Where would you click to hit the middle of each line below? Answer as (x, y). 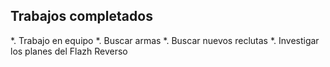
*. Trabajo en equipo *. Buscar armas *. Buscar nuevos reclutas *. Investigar (165, 40)
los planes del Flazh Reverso (69, 51)
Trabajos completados (81, 16)
